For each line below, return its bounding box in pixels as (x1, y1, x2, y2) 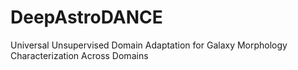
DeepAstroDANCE (10, 6, 163, 29)
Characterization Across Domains (10, 49, 149, 61)
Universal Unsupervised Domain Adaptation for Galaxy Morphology (10, 39, 288, 51)
